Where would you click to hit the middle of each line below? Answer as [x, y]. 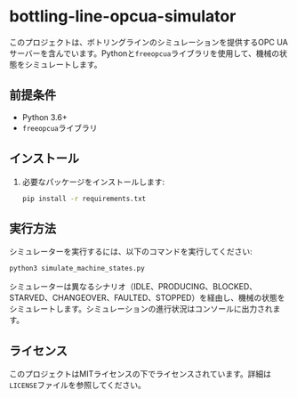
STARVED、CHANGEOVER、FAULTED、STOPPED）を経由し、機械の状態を [147, 298]
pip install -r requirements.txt [84, 199]
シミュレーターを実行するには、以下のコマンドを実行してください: [131, 252]
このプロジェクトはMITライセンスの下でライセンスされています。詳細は [140, 374]
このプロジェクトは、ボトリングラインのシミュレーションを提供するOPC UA [149, 42]
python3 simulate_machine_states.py [77, 269]
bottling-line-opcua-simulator [123, 16]
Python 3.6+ [45, 117]
